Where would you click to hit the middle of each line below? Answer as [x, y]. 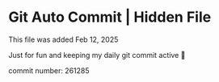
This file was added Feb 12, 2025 [63, 39]
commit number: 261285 [49, 70]
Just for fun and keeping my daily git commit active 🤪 [97, 55]
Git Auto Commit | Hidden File [110, 17]
